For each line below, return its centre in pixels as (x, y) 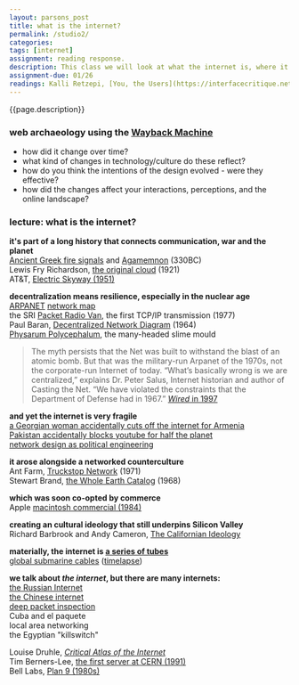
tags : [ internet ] (41, 51)
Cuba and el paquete (48, 616)
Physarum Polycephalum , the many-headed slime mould (113, 334)
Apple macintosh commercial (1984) (76, 508)
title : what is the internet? (65, 26)
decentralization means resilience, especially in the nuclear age (130, 297)
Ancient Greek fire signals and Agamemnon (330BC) (105, 260)
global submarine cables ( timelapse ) (76, 561)
